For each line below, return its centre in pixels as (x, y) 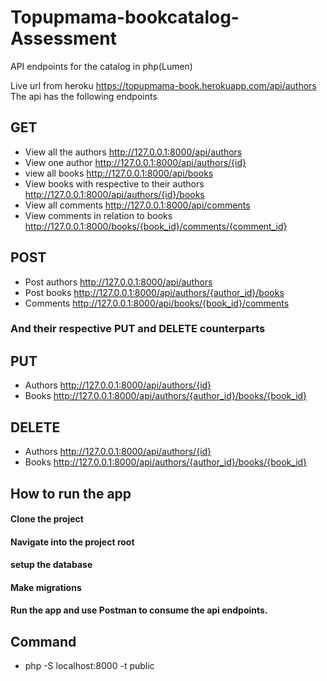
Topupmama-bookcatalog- (125, 17)
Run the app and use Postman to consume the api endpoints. (139, 610)
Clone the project (47, 519)
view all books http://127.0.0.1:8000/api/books (119, 173)
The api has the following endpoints (84, 96)
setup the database (51, 565)
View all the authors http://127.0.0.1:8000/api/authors (133, 152)
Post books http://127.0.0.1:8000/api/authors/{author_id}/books (154, 292)
